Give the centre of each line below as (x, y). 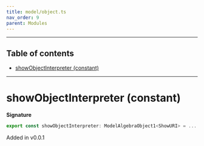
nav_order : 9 (23, 18)
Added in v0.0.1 (25, 138)
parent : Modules (27, 23)
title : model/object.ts (36, 12)
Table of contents (40, 53)
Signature (19, 115)
